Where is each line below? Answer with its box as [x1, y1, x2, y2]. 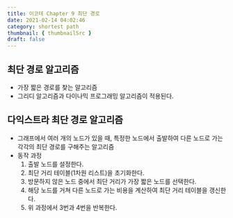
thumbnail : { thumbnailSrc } [7, 29, 92, 37]
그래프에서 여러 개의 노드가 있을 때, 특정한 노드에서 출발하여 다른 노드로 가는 [17, 133, 224, 142]
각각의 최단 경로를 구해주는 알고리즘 [17, 142, 115, 151]
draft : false [7, 36, 45, 43]
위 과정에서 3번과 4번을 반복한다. [27, 203, 118, 212]
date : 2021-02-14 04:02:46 [7, 17, 86, 24]
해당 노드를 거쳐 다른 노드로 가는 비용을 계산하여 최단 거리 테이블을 [27, 185, 208, 194]
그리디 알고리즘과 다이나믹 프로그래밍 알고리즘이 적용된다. [17, 92, 174, 100]
